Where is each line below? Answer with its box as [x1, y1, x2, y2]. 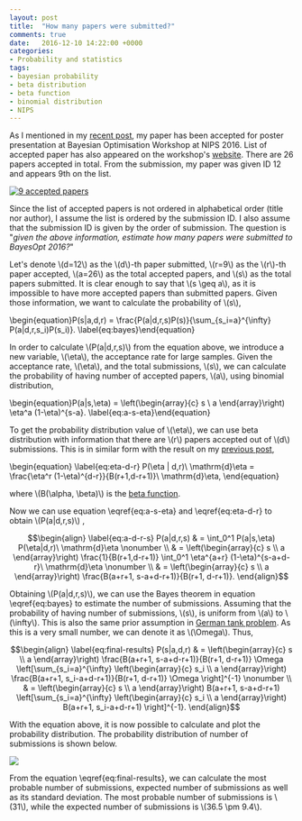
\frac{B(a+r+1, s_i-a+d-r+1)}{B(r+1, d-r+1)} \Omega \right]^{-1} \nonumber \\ [11, 673, 292, 684]
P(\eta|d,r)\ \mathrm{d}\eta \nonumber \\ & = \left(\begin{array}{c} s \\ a [17, 543, 286, 553]
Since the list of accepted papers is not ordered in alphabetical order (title [9, 204, 284, 214]
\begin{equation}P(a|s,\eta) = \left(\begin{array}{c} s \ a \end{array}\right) [9, 397, 286, 408]
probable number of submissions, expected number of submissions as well [9, 782, 288, 793]
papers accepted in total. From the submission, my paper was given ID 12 [9, 159, 282, 169]
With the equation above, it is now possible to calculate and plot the [9, 719, 261, 730]
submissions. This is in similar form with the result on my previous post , [9, 443, 275, 455]
